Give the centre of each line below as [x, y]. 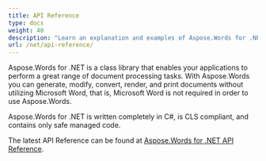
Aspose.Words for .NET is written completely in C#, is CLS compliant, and [129, 117]
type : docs [26, 23]
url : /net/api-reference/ [51, 45]
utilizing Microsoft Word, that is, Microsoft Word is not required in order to [128, 93]
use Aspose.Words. [40, 102]
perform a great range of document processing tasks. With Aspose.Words [129, 76]
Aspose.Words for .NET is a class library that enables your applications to [128, 67]
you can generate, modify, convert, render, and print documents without [126, 85]
